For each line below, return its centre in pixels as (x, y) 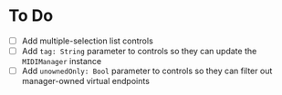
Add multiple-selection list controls (88, 41)
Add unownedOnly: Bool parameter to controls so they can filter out (147, 71)
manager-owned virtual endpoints (85, 81)
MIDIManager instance (62, 62)
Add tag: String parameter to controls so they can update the (139, 51)
